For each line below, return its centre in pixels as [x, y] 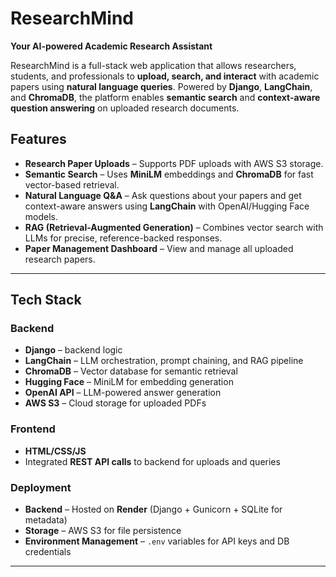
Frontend [33, 429]
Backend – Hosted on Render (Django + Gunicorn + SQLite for [153, 509]
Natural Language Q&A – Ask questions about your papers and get [163, 195]
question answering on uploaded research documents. [125, 108]
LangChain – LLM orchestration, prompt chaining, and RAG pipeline [164, 361]
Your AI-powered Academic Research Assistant [111, 46]
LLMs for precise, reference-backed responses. [123, 238]
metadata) [46, 520]
